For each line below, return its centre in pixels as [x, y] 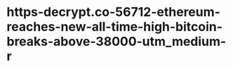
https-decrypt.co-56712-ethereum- [113, 12]
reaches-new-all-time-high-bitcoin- [114, 27]
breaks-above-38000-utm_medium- [116, 42]
